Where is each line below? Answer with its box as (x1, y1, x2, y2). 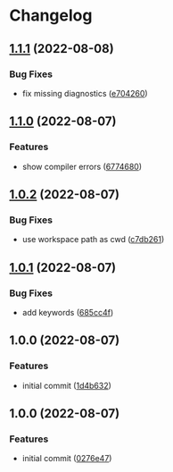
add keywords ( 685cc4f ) (21, 307, 114, 317)
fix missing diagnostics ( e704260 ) (21, 88, 149, 98)
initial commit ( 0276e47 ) (21, 453, 112, 464)
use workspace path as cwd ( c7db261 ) (21, 234, 165, 245)
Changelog (9, 5, 93, 26)
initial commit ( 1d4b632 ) (21, 380, 111, 391)
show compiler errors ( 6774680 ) (21, 161, 143, 172)
